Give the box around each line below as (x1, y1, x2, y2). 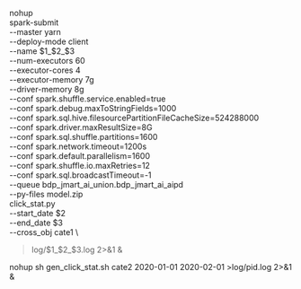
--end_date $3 (9, 217, 63, 228)
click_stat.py (9, 198, 56, 209)
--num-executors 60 (9, 56, 85, 66)
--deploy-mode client (9, 36, 89, 47)
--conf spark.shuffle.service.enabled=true (9, 93, 166, 104)
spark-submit (9, 17, 59, 28)
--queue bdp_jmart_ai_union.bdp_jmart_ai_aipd (9, 180, 184, 189)
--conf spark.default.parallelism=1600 (9, 151, 151, 161)
